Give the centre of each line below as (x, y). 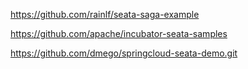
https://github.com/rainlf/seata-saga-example (105, 14)
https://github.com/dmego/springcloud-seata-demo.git (124, 53)
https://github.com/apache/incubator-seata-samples (119, 33)
